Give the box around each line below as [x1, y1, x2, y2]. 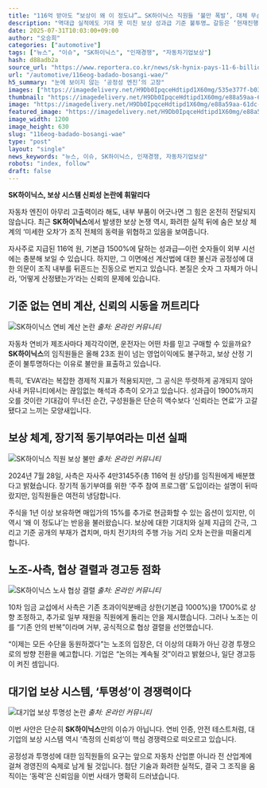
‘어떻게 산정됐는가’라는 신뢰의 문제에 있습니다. [18, 274, 161, 283]
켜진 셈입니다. [16, 659, 60, 669]
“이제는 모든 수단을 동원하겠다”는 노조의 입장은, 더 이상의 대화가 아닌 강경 [8, 639, 235, 649]
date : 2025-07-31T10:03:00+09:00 [8, 26, 119, 34]
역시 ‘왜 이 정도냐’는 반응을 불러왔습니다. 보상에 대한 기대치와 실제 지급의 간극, [8, 517, 249, 527]
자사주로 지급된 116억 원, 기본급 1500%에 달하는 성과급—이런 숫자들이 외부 [8, 244, 241, 253]
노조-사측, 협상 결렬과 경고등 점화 [8, 563, 161, 577]
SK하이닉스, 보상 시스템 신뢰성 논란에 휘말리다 [8, 190, 150, 199]
